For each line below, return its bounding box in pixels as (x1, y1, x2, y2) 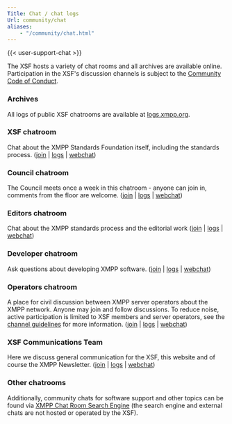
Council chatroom (7, 168, 69, 177)
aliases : (7, 23, 33, 30)
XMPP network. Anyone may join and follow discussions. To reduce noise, (7, 305, 219, 313)
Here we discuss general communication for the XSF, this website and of (7, 353, 215, 361)
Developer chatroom (7, 249, 78, 259)
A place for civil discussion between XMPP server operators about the (7, 298, 208, 307)
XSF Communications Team (7, 337, 103, 347)
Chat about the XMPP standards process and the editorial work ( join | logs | (7, 224, 224, 233)
